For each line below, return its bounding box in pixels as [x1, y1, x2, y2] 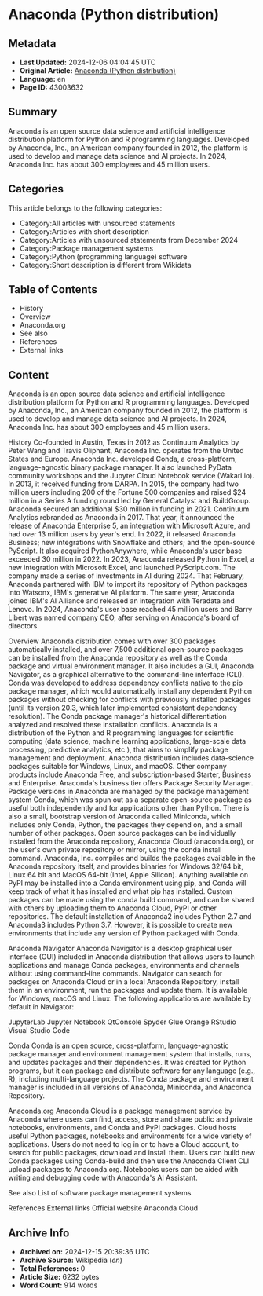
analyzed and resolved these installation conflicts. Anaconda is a [8, 720, 217, 730]
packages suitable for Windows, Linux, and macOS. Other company [8, 762, 228, 771]
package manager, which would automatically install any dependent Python [8, 686, 253, 696]
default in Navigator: [8, 1002, 75, 1012]
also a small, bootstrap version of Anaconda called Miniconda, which [8, 811, 231, 822]
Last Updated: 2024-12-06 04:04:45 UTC [19, 57, 156, 67]
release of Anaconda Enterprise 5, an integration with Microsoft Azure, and [8, 521, 250, 531]
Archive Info [8, 1226, 70, 1239]
